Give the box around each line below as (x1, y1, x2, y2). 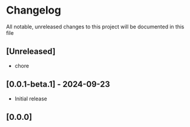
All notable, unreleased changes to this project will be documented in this (6, 23, 185, 30)
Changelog (6, 4, 61, 17)
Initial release (14, 95, 47, 102)
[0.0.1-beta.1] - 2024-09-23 (6, 79, 110, 89)
